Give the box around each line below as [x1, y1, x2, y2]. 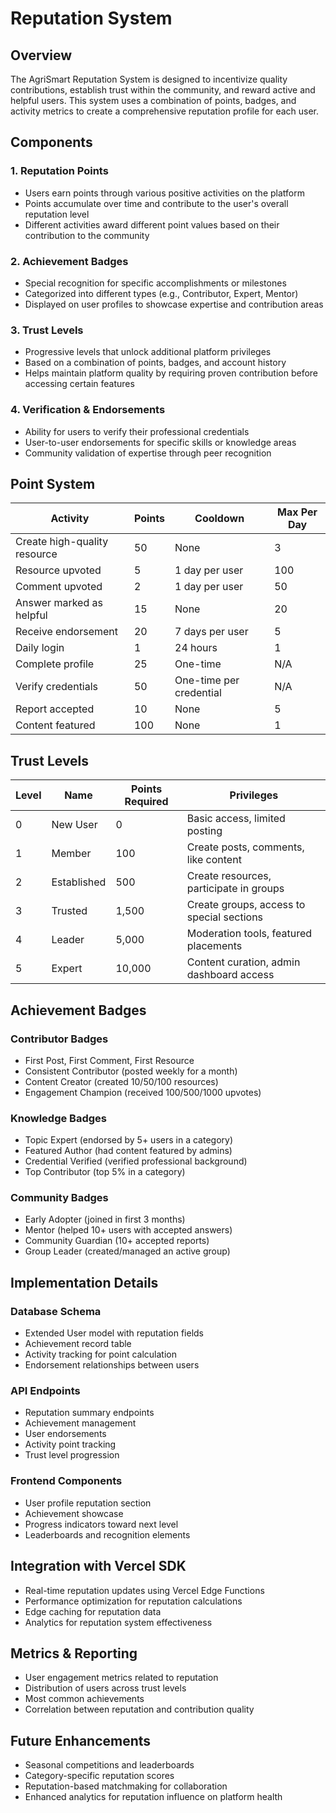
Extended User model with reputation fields [24, 1327, 205, 1339]
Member [51, 847, 92, 861]
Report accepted [15, 702, 95, 716]
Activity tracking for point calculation [24, 1348, 177, 1361]
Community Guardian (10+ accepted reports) [24, 1235, 210, 1247]
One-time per [174, 673, 240, 687]
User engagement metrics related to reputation [24, 1672, 219, 1684]
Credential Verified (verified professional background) [24, 1155, 248, 1167]
